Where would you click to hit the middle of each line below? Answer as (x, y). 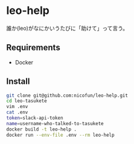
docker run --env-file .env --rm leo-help (60, 135)
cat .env (17, 112)
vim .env (17, 107)
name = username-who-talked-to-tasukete (55, 123)
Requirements (33, 48)
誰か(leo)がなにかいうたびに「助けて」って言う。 (67, 28)
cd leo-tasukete (27, 101)
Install (18, 82)
